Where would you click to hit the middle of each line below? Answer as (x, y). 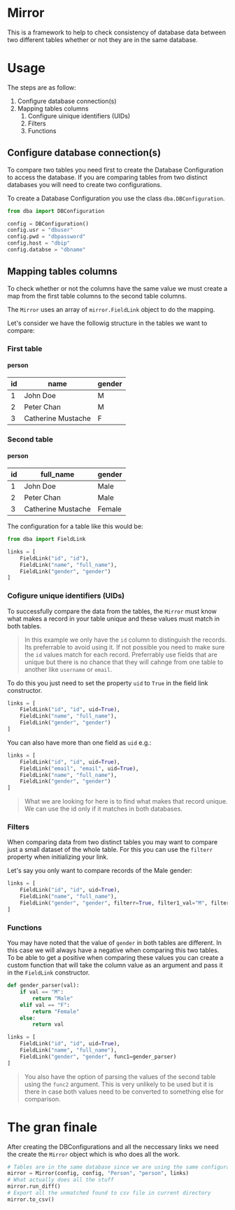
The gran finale (52, 1127)
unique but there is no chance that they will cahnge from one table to (124, 662)
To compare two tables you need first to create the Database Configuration (115, 170)
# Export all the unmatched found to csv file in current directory (109, 1193)
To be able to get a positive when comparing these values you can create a (115, 958)
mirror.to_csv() (31, 1199)
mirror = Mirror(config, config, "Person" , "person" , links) (98, 1174)
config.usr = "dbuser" (40, 230)
